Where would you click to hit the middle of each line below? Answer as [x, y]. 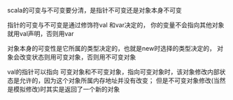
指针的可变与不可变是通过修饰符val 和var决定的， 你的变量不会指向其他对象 [116, 25]
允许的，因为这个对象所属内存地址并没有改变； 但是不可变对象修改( [116, 81]
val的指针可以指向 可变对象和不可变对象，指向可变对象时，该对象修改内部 [113, 72]
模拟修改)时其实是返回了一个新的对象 [66, 89]
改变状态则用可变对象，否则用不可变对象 [78, 57]
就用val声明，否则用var [41, 34]
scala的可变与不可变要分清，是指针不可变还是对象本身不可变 [94, 10]
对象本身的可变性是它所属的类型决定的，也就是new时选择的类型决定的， [111, 48]
